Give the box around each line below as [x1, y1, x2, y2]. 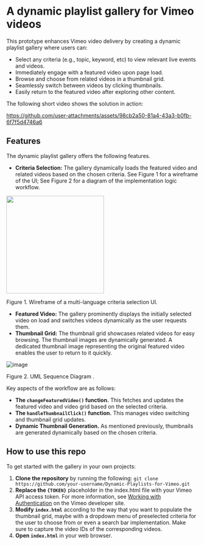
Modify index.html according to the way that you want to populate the [15, 505, 192, 513]
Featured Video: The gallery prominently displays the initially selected [15, 310, 192, 317]
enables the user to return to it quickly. [15, 349, 113, 356]
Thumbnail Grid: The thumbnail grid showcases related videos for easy [15, 330, 195, 337]
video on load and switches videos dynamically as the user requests [15, 316, 187, 324]
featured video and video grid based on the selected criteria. [15, 403, 167, 410]
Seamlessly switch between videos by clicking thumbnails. [15, 81, 163, 89]
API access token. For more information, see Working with [15, 493, 161, 500]
